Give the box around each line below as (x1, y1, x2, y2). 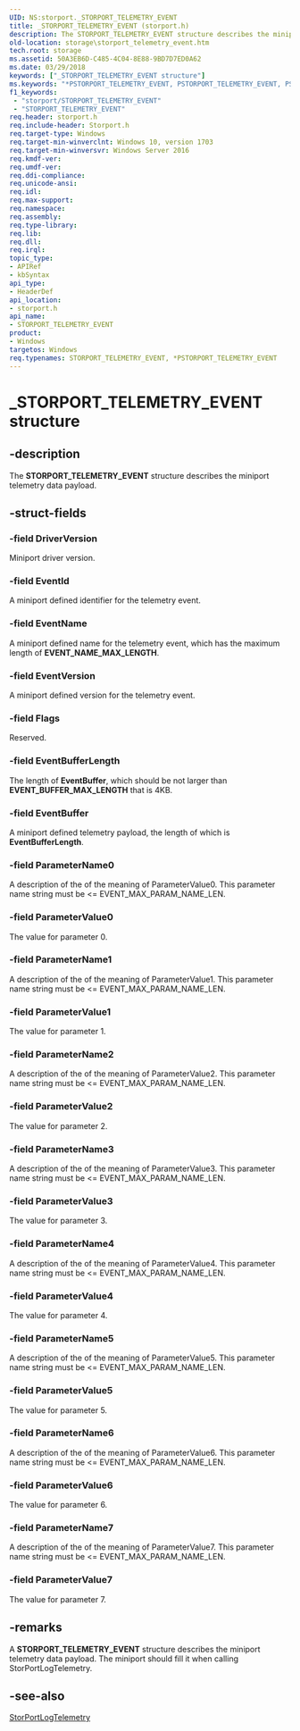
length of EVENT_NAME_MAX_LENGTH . (9, 647, 160, 657)
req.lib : (9, 229, 42, 238)
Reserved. (9, 732, 47, 743)
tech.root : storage (9, 46, 82, 55)
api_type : (9, 279, 46, 288)
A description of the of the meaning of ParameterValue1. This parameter (9, 974, 274, 984)
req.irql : (9, 246, 46, 255)
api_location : (9, 296, 62, 305)
